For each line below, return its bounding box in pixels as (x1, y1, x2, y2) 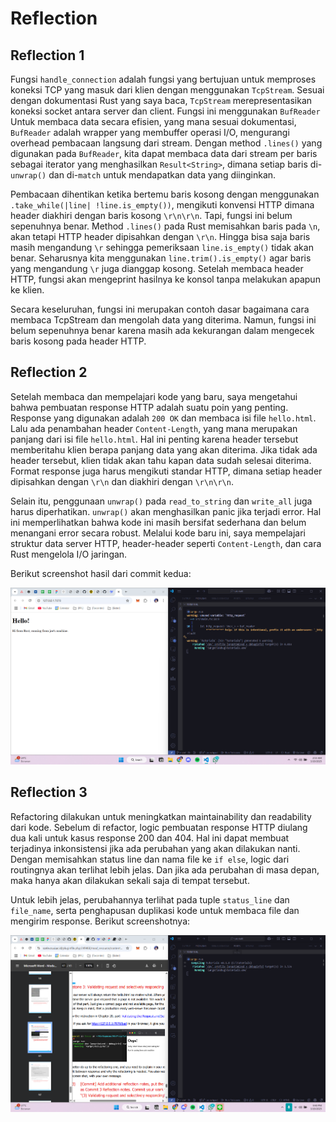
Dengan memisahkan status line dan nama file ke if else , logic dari (10, 853, 290, 865)
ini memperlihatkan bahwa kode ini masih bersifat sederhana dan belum (10, 516, 307, 528)
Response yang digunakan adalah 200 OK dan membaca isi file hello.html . (10, 412, 317, 424)
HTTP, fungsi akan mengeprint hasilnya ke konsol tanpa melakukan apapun (10, 273, 321, 285)
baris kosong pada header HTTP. (10, 335, 147, 347)
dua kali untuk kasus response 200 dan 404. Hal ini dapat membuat (10, 832, 290, 844)
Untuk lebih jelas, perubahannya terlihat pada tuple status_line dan (10, 893, 290, 906)
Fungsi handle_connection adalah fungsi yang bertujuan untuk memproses (10, 73, 317, 85)
